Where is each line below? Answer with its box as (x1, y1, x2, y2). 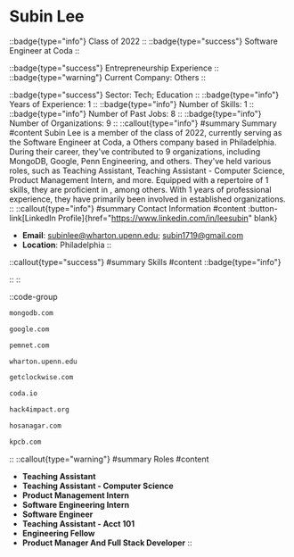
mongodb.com (9, 308, 53, 318)
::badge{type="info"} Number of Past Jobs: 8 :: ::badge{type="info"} (9, 108, 262, 119)
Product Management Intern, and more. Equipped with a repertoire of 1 (9, 174, 269, 185)
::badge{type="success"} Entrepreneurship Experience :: (9, 62, 220, 73)
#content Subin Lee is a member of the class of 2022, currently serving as (9, 127, 282, 137)
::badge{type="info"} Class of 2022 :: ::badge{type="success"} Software (9, 36, 278, 46)
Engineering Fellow (21, 528, 95, 538)
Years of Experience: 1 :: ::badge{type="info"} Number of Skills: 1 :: (9, 98, 255, 109)
